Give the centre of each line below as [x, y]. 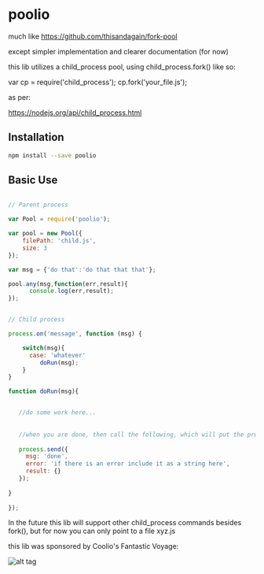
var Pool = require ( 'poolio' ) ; [59, 219]
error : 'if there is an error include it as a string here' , [128, 464]
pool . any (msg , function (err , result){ [68, 284]
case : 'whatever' [57, 355]
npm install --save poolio [52, 155]
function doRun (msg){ [44, 391]
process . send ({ [43, 449]
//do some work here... [57, 413]
